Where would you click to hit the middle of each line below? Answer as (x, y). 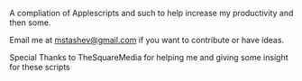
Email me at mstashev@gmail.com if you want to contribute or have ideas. (147, 40)
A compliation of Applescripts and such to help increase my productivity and (151, 13)
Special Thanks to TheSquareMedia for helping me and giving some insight (149, 57)
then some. (30, 22)
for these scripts (40, 67)
